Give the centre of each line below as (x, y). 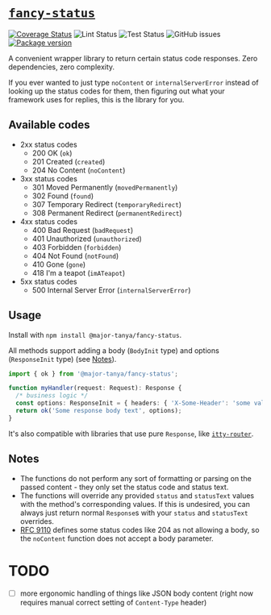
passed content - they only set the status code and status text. (124, 487)
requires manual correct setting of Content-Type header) (113, 602)
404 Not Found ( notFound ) (75, 256)
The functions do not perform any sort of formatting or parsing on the (135, 478)
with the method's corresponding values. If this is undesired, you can (135, 504)
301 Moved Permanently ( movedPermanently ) (105, 187)
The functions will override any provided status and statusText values (137, 495)
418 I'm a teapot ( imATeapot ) (79, 272)
